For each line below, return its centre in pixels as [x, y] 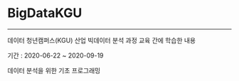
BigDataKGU [45, 13]
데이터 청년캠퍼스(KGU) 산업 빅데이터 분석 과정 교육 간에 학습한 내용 [102, 40]
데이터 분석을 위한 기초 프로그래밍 [54, 70]
